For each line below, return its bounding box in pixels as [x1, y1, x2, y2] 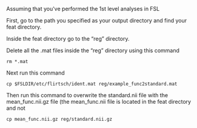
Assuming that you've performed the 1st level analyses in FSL [6, 5, 160, 12]
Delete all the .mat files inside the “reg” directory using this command [6, 47, 180, 54]
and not [6, 104, 25, 112]
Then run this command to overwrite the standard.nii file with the [6, 92, 169, 99]
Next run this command [6, 69, 65, 76]
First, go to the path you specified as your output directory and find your [6, 17, 187, 24]
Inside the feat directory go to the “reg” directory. [6, 35, 130, 42]
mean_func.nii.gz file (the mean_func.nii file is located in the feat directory [6, 98, 192, 105]
